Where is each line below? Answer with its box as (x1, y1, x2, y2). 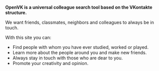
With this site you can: (5, 35, 51, 40)
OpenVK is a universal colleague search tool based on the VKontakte (5, 5, 152, 10)
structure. (5, 10, 27, 16)
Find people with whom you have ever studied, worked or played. (12, 44, 149, 50)
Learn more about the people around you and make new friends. (12, 50, 147, 55)
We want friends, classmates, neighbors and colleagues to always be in (5, 20, 154, 25)
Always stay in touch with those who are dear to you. (12, 55, 123, 61)
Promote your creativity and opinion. (12, 60, 89, 66)
